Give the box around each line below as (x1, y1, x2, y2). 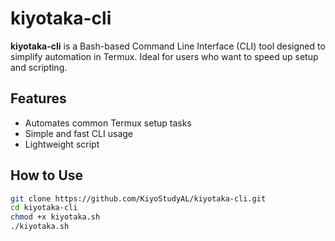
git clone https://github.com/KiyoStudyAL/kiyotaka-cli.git (10, 193, 267, 204)
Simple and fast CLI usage (24, 127, 133, 139)
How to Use (10, 167, 84, 184)
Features (10, 90, 67, 107)
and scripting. (10, 61, 68, 73)
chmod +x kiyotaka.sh (10, 212, 101, 222)
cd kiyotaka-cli (10, 203, 78, 213)
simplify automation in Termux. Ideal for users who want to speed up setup (10, 50, 319, 62)
